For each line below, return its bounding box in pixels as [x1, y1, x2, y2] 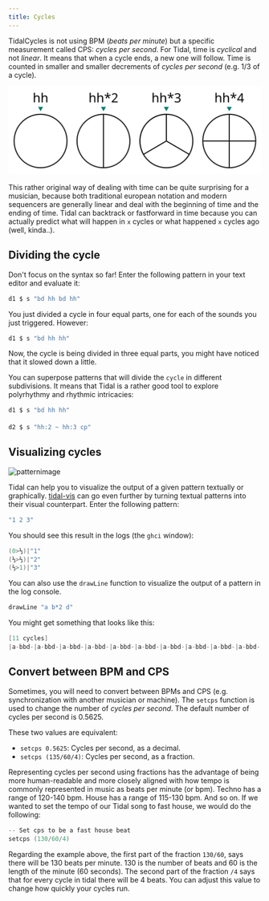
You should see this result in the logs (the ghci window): [8, 530, 194, 540]
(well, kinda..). [8, 225, 55, 234]
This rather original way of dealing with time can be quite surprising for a [8, 182, 249, 192]
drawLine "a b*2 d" [8, 603, 74, 611]
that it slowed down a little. [8, 357, 97, 367]
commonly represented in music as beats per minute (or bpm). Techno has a [8, 784, 262, 793]
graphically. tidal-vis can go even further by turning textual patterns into [8, 490, 247, 501]
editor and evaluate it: [8, 278, 80, 288]
